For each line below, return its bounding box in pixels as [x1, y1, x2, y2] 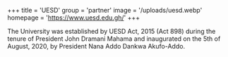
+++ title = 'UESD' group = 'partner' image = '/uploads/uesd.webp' [7, 6, 203, 14]
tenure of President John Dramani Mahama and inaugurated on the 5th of [7, 34, 221, 43]
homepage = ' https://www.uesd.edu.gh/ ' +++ [7, 13, 140, 22]
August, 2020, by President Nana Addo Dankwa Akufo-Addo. [7, 42, 186, 50]
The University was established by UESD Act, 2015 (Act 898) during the [7, 27, 216, 35]
